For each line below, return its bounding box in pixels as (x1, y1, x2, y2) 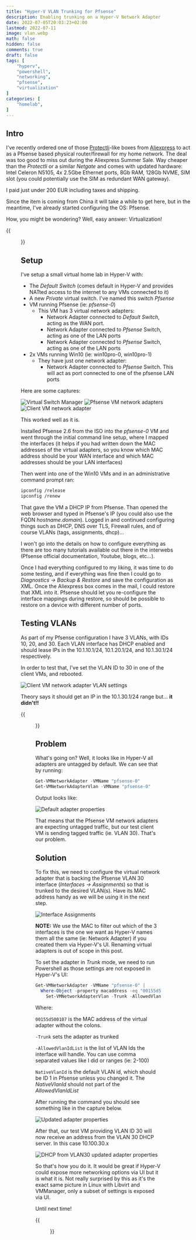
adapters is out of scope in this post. (35, 947, 124, 954)
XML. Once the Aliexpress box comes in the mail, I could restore (20, 582, 176, 590)
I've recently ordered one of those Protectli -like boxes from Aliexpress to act (6, 144, 190, 151)
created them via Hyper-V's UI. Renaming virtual (35, 941, 152, 948)
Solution (35, 853, 67, 863)
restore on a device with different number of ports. (20, 601, 143, 608)
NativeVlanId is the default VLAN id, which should (35, 1068, 156, 1075)
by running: (35, 767, 63, 774)
